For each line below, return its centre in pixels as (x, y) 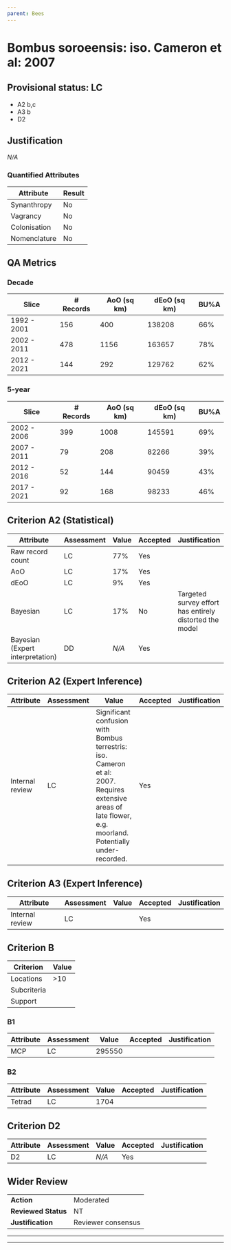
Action (22, 1200)
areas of (109, 807)
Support (24, 1001)
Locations (26, 979)
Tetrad (21, 1102)
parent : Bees (26, 13)
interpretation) (34, 656)
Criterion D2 (34, 1126)
